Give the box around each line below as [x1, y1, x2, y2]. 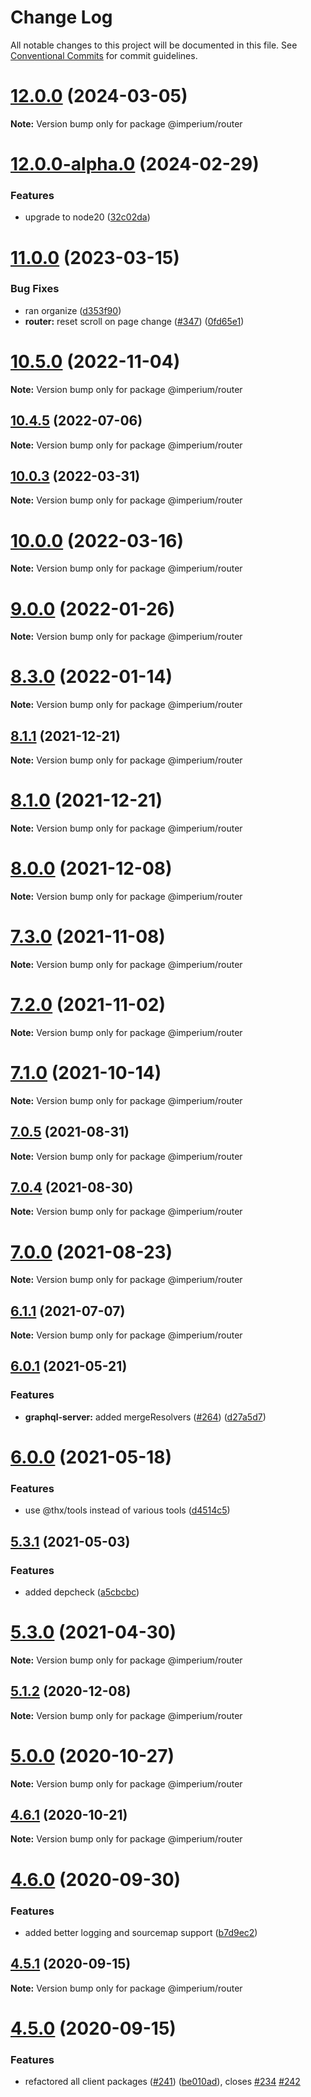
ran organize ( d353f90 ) [24, 304, 122, 316]
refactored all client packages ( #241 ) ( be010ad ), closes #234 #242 [24, 2076, 301, 2088]
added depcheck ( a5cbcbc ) [24, 1586, 140, 1598]
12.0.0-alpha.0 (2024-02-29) [10, 153, 260, 176]
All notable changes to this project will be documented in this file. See [10, 39, 298, 51]
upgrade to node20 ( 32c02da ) [24, 211, 151, 223]
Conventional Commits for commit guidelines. [10, 49, 198, 61]
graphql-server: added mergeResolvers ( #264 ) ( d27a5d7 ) [24, 1411, 267, 1423]
